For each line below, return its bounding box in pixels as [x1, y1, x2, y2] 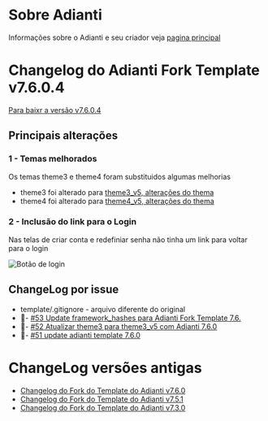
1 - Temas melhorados [8, 153, 97, 164]
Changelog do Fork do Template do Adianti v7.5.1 [19, 394, 184, 404]
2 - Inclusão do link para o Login [8, 216, 136, 228]
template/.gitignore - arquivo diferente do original [19, 304, 185, 314]
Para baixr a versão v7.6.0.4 [8, 105, 102, 115]
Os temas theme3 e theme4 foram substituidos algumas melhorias [8, 171, 231, 181]
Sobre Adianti [8, 6, 103, 24]
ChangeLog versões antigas [8, 358, 202, 377]
